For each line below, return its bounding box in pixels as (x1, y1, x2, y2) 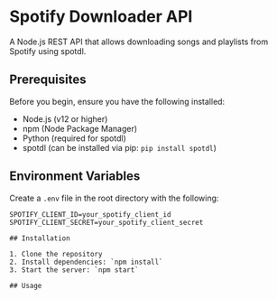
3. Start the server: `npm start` (9, 265, 140, 275)
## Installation (9, 233, 70, 243)
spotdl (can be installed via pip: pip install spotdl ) (22, 142, 217, 153)
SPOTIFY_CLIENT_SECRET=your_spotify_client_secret (9, 218, 204, 227)
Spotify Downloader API (9, 6, 193, 27)
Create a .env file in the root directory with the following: (9, 192, 219, 203)
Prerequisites (9, 72, 87, 88)
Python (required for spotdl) (22, 133, 126, 144)
